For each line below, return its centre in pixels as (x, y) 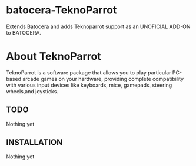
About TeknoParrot (54, 57)
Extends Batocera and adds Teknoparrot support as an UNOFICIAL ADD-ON (98, 26)
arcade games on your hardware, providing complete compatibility (103, 79)
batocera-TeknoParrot (62, 10)
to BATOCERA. (24, 32)
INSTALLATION (34, 142)
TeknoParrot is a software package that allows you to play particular (89, 72)
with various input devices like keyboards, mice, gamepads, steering (89, 85)
